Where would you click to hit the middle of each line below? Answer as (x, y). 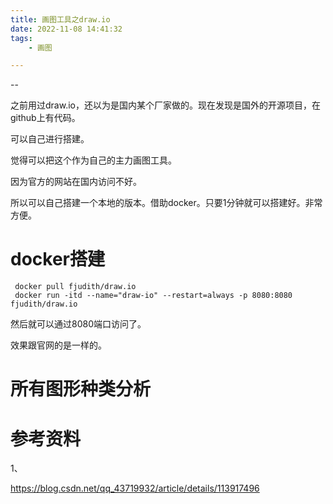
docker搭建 (57, 259)
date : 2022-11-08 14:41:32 (66, 29)
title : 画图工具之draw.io (60, 19)
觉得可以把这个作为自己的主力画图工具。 (93, 160)
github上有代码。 (45, 118)
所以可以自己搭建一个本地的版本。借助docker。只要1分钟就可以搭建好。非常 (166, 203)
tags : (21, 38)
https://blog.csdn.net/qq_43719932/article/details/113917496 (135, 488)
